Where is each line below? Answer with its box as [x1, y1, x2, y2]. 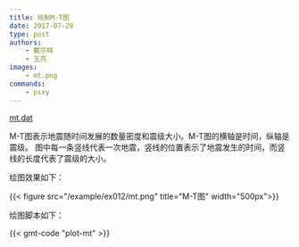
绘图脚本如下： [9, 210, 64, 220]
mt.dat [9, 112, 33, 123]
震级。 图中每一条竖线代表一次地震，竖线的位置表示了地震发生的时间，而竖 [9, 142, 286, 152]
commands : [9, 79, 46, 88]
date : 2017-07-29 [9, 21, 74, 30]
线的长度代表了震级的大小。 [9, 152, 112, 163]
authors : [9, 37, 42, 47]
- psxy [25, 87, 50, 96]
